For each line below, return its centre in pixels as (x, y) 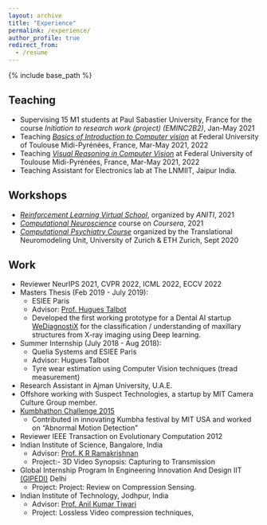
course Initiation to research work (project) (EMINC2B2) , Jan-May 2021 (137, 127)
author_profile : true (44, 38)
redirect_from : (33, 45)
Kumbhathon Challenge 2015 (67, 411)
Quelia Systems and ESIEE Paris (84, 352)
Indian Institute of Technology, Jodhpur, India (94, 496)
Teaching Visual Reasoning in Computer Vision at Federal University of (136, 153)
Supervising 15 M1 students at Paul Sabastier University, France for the (136, 119)
